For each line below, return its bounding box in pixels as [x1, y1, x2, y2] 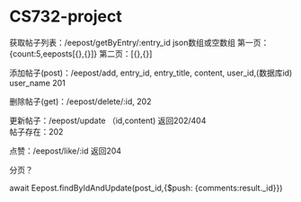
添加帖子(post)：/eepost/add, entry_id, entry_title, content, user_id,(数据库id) [9, 67, 293, 78]
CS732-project [9, 6, 123, 27]
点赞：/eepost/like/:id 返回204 [9, 145, 122, 156]
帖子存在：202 [9, 126, 64, 136]
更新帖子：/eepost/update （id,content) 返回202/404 [9, 115, 207, 126]
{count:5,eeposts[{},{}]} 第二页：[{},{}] [9, 48, 153, 59]
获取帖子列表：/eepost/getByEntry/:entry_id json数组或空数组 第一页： [9, 37, 270, 48]
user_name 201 [9, 77, 66, 88]
